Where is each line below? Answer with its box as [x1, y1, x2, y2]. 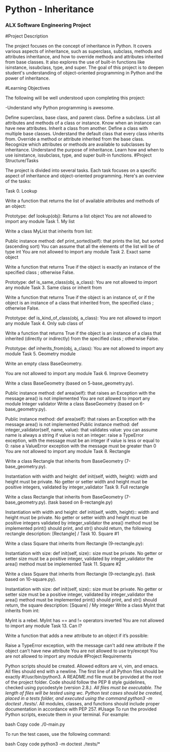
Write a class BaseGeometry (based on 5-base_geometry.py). [5, 380, 134, 386]
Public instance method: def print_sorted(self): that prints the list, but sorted [5, 238, 164, 244]
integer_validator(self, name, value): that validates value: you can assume [5, 427, 158, 433]
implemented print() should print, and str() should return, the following [5, 525, 152, 532]
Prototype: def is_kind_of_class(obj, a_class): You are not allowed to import [5, 315, 161, 321]
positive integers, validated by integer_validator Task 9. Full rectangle [5, 484, 149, 490]
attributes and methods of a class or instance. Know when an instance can [5, 120, 161, 126]
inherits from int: [5, 608, 39, 614]
